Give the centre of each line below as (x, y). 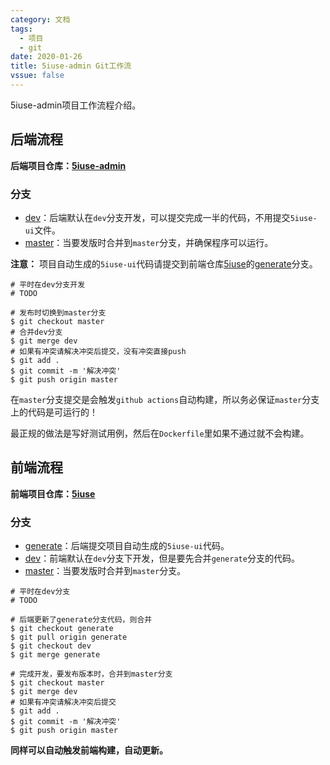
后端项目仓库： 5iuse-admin (68, 165)
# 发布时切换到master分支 (58, 312)
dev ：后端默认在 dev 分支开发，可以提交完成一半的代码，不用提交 (157, 217)
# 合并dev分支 (36, 332)
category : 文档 (40, 19)
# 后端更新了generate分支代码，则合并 (81, 620)
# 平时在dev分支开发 (48, 284)
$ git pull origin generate (69, 637)
